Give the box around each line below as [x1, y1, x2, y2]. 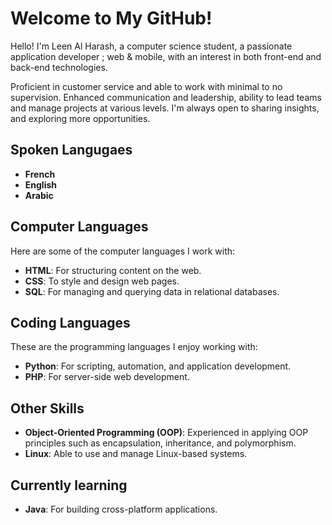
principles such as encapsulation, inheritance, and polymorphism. [24, 437, 297, 449]
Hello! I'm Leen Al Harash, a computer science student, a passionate [10, 40, 293, 52]
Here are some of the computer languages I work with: [10, 245, 236, 257]
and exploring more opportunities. [10, 112, 151, 124]
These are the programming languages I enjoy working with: [10, 341, 258, 353]
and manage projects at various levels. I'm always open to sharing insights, [10, 102, 320, 114]
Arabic [24, 189, 54, 201]
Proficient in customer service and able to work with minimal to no [10, 80, 283, 92]
